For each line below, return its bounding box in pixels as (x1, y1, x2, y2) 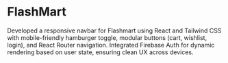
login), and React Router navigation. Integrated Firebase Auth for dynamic (7, 41, 215, 49)
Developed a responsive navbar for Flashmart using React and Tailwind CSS (7, 26, 222, 35)
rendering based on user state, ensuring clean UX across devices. (7, 48, 194, 56)
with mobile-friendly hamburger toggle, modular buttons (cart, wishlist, (7, 33, 207, 41)
